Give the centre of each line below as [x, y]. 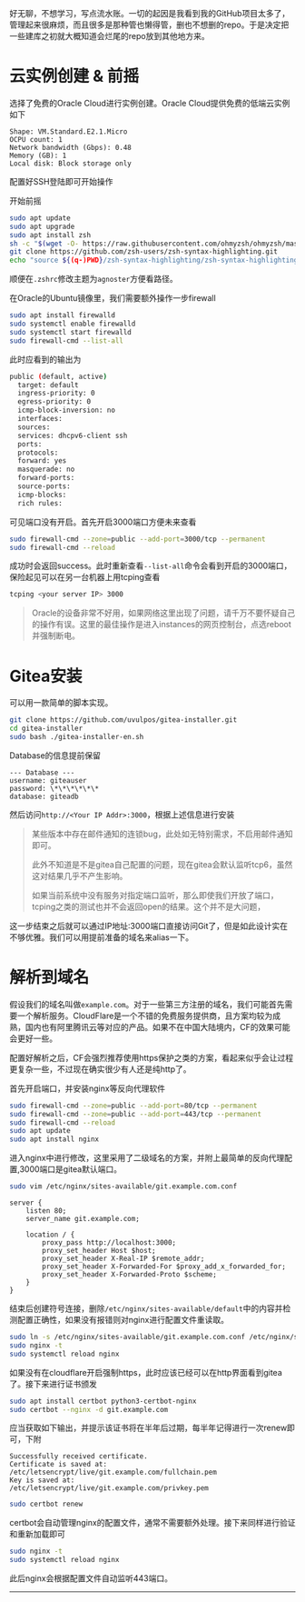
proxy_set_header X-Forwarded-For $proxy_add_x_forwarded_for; [164, 1267]
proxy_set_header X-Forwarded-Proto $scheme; [130, 1275]
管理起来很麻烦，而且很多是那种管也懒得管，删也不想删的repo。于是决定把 [149, 25]
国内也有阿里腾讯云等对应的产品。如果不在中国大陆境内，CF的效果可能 [157, 1026]
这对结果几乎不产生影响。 [79, 876]
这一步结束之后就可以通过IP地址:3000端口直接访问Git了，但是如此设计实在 [149, 926]
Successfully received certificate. [79, 1457]
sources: [34, 427]
